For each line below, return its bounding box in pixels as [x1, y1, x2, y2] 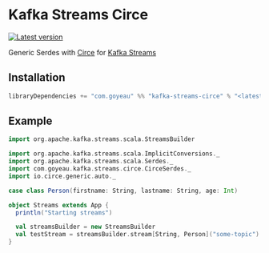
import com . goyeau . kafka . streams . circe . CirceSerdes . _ [8, 165, 192, 173]
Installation [8, 70, 66, 85]
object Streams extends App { [8, 201, 110, 209]
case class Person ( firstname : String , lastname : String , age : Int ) [8, 187, 239, 195]
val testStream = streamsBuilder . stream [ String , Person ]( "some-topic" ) [15, 231, 260, 239]
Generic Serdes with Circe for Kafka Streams [8, 47, 157, 57]
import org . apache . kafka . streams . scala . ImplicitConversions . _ [8, 150, 220, 158]
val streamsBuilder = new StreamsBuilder [15, 223, 156, 231]
